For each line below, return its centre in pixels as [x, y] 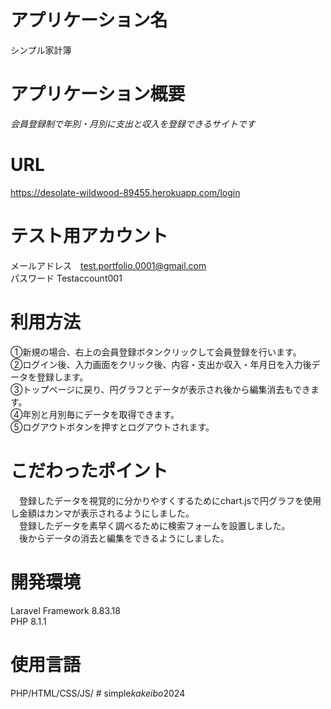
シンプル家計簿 [41, 50]
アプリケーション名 [89, 20]
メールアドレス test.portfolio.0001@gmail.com [108, 265]
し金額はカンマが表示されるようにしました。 [102, 513]
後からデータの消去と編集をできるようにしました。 [124, 538]
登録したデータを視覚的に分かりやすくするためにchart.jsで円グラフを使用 [170, 500]
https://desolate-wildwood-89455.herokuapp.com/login [125, 192]
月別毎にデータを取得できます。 [114, 414]
